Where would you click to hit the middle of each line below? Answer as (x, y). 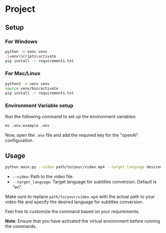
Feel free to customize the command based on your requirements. (72, 212)
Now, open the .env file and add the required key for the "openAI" (72, 135)
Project (20, 9)
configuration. (19, 140)
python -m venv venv (26, 51)
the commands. (21, 227)
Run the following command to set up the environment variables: (71, 116)
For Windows (21, 42)
